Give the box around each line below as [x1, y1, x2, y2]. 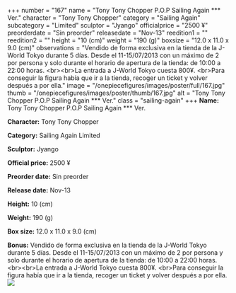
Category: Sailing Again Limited [7, 131, 100, 139]
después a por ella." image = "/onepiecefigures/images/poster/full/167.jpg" [7, 81, 225, 89]
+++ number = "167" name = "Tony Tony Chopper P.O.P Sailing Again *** [7, 6, 221, 14]
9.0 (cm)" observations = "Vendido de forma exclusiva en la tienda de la [7, 44, 218, 52]
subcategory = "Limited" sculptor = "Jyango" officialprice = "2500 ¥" [7, 21, 208, 29]
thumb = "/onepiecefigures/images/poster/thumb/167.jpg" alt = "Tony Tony [7, 88, 226, 97]
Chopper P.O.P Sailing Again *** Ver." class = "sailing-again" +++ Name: [7, 96, 219, 105]
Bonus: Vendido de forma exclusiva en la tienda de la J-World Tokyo [7, 241, 207, 249]
